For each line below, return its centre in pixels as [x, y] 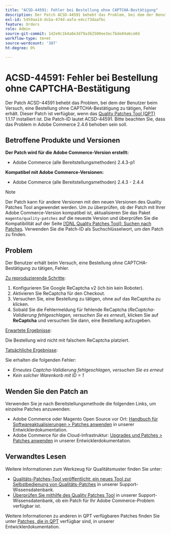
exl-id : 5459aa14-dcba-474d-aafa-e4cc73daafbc [55, 19]
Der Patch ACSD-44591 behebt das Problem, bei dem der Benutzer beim [81, 103]
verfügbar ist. [27, 506]
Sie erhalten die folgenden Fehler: [41, 360]
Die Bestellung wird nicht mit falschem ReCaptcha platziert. [67, 340]
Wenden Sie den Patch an [47, 391]
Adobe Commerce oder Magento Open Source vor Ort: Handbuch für [85, 419]
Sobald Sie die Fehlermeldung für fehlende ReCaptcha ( [71, 310]
